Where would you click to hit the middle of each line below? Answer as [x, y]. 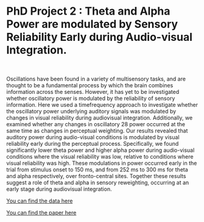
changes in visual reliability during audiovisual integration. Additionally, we [100, 118]
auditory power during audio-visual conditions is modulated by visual [93, 137]
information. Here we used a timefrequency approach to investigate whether [102, 104]
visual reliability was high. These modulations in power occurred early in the [102, 163]
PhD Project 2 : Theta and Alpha [88, 11]
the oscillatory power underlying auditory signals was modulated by [91, 111]
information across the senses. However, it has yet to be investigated [93, 91]
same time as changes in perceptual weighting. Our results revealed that [97, 131]
